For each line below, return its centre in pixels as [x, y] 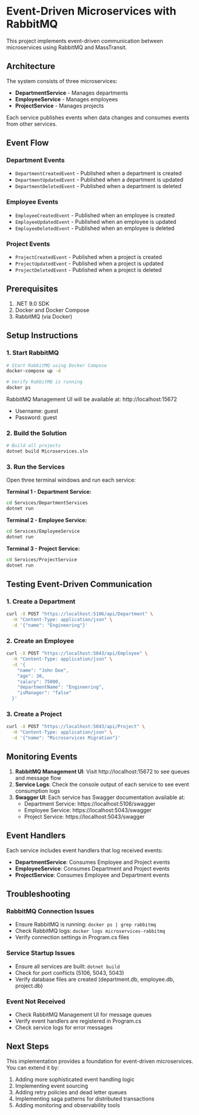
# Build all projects [34, 446]
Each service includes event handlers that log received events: [85, 850]
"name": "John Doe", [43, 670]
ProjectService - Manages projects [59, 106]
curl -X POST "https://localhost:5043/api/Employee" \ [77, 653]
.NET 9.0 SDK [32, 303]
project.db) [29, 985]
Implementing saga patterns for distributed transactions [85, 1099]
